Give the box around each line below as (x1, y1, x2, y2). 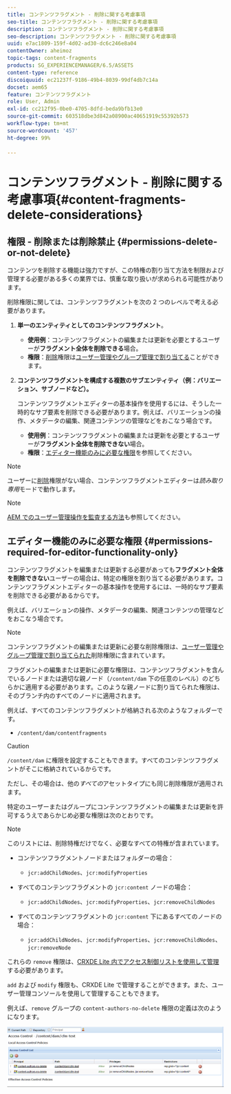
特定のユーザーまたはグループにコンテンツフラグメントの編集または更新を (7, 803, 218, 811)
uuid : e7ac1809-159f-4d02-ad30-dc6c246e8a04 (7, 40, 137, 48)
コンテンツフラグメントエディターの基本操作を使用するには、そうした (16, 399, 216, 408)
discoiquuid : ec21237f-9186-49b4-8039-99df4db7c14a (7, 76, 158, 83)
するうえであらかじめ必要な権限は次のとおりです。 (12, 811, 157, 819)
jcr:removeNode (27, 945, 71, 951)
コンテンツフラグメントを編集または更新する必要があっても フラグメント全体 (7, 565, 223, 574)
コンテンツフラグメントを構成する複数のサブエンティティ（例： (16, 376, 198, 385)
